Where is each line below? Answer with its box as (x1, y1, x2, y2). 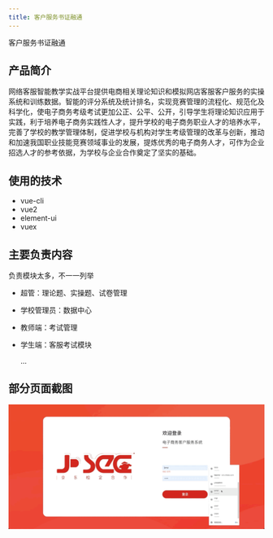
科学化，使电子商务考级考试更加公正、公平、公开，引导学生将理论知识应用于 (8, 107, 265, 117)
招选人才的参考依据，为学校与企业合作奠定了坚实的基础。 (8, 147, 201, 158)
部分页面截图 (8, 382, 73, 396)
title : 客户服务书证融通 (8, 13, 83, 21)
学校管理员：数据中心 (19, 305, 92, 315)
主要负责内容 (8, 247, 73, 261)
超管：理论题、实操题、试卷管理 (19, 288, 128, 298)
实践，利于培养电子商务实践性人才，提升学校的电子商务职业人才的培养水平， (8, 117, 265, 127)
